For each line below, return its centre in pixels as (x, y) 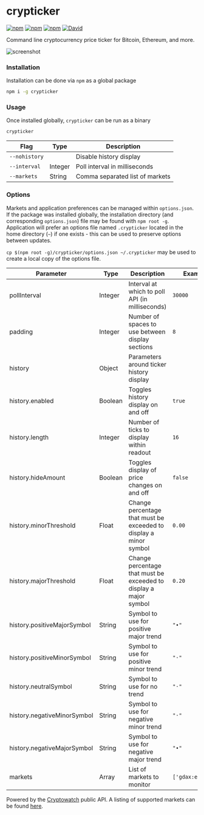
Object (109, 368)
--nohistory (27, 157)
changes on (145, 485)
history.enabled (32, 401)
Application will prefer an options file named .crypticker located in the (95, 227)
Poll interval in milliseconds (114, 167)
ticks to (139, 430)
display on (143, 404)
